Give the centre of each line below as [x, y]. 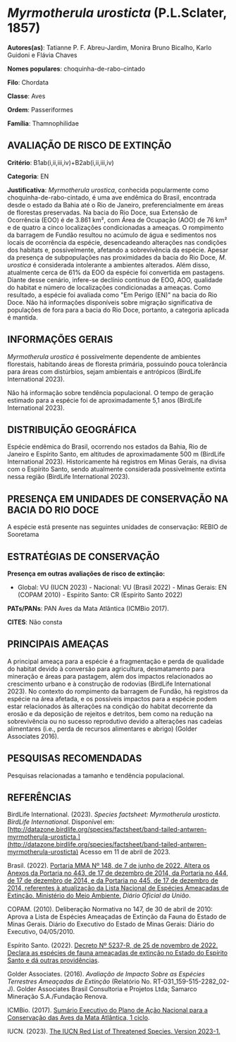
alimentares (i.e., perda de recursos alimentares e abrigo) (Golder [102, 729]
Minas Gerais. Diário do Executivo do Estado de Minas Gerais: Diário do [111, 924]
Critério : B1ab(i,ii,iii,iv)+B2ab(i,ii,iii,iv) [61, 162]
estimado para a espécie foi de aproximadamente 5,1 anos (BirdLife [105, 400]
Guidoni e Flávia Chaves [42, 55]
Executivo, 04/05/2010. [41, 932]
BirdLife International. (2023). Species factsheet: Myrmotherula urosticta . [114, 814]
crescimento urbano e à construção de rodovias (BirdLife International [109, 684]
